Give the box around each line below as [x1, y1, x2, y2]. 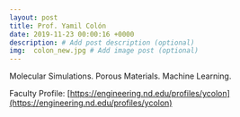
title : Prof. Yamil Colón [9, 21, 106, 30]
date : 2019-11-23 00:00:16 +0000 [9, 29, 135, 38]
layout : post [9, 13, 58, 22]
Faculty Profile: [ [9, 88, 70, 99]
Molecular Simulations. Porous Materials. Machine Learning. [9, 71, 232, 81]
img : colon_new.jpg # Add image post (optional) [9, 46, 200, 55]
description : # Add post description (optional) [9, 38, 195, 47]
